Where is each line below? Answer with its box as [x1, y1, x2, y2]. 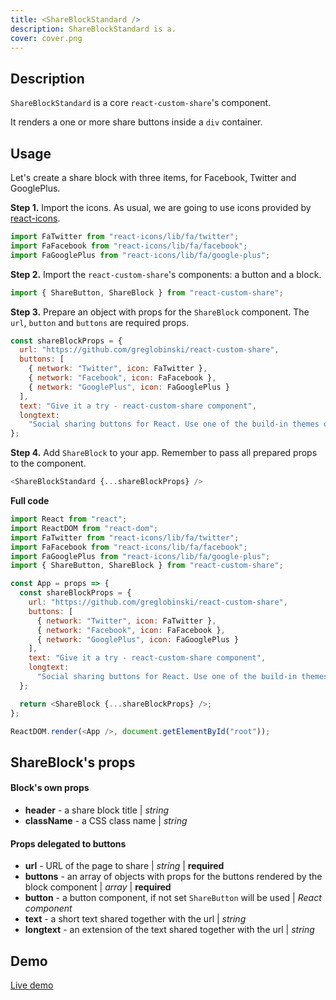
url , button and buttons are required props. [10, 316, 190, 328]
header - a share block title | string [24, 804, 170, 816]
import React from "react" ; [10, 514, 128, 524]
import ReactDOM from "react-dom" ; [10, 523, 159, 533]
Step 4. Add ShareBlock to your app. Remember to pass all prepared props [10, 447, 318, 459]
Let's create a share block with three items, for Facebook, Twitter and [10, 172, 297, 183]
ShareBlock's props [10, 754, 136, 771]
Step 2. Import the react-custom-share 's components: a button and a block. [10, 268, 322, 280]
